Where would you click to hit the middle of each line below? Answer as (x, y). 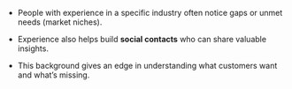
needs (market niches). (60, 22)
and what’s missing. (54, 75)
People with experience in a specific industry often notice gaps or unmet (150, 13)
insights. (33, 48)
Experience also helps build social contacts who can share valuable (142, 39)
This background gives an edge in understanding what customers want (147, 66)
